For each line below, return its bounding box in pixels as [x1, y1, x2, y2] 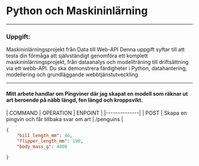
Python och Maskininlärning [6, 4, 148, 18]
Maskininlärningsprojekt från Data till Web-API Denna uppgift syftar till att [6, 46, 185, 53]
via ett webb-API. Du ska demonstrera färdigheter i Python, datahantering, [6, 65, 188, 72]
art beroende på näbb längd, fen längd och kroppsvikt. [6, 96, 143, 103]
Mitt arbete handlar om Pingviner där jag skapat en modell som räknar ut [6, 90, 188, 97]
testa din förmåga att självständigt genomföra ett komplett [6, 52, 148, 60]
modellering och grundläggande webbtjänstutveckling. [6, 71, 140, 78]
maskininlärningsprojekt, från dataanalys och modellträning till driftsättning [6, 58, 189, 66]
